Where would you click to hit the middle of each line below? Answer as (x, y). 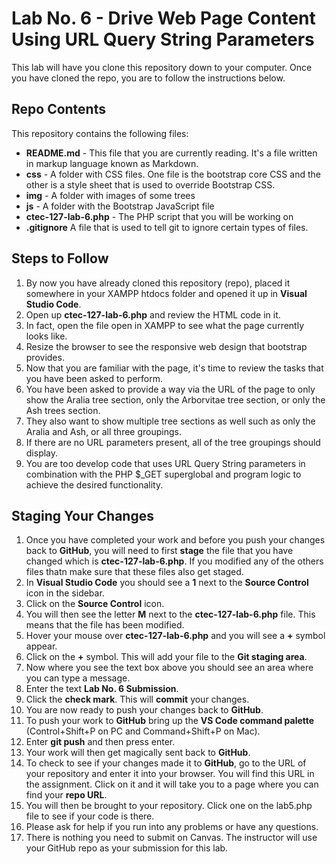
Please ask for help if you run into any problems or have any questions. (172, 827)
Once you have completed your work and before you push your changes (175, 540)
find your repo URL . (66, 795)
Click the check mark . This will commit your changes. (137, 699)
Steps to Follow (60, 258)
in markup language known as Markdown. (112, 163)
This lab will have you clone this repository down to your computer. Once (162, 67)
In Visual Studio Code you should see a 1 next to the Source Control (167, 583)
